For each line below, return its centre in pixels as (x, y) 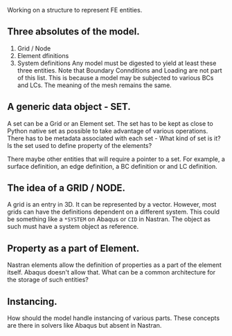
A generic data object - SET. (69, 107)
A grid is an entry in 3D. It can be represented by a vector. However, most (112, 205)
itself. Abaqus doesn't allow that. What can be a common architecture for (111, 272)
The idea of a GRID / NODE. (66, 188)
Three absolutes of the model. (73, 31)
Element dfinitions (43, 55)
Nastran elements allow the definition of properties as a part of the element (114, 265)
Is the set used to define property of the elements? (80, 145)
